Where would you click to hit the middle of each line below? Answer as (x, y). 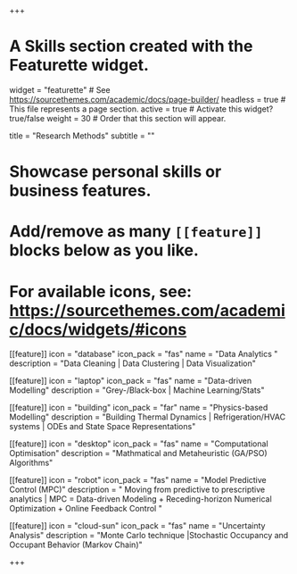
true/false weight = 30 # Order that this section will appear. (118, 118)
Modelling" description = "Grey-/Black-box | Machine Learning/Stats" (137, 390)
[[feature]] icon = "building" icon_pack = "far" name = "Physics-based (139, 408)
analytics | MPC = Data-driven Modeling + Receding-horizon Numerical (140, 499)
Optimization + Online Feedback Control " (86, 509)
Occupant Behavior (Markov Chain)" (76, 545)
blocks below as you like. (104, 250)
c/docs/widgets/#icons (98, 329)
